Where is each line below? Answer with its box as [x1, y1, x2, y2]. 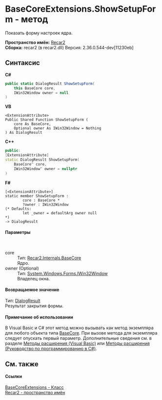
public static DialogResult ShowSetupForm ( [5, 81, 95, 86]
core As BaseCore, [14, 122, 51, 126]
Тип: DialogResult [5, 297, 40, 303]
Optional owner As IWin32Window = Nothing [14, 126, 101, 131]
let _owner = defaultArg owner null [22, 211, 97, 215]
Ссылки [5, 374, 22, 379]
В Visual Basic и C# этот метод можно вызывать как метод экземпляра [5, 325, 154, 331]
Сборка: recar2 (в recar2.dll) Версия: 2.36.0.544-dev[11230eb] [5, 44, 134, 50]
